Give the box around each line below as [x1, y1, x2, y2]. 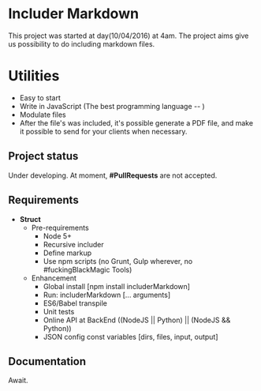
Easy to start [19, 92, 62, 103]
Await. [8, 376, 29, 385]
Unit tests [43, 306, 75, 316]
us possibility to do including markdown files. [8, 39, 155, 48]
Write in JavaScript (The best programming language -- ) [19, 101, 205, 111]
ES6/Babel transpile [43, 298, 108, 308]
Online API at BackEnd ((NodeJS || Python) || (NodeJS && [43, 315, 231, 325]
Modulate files [19, 110, 66, 119]
